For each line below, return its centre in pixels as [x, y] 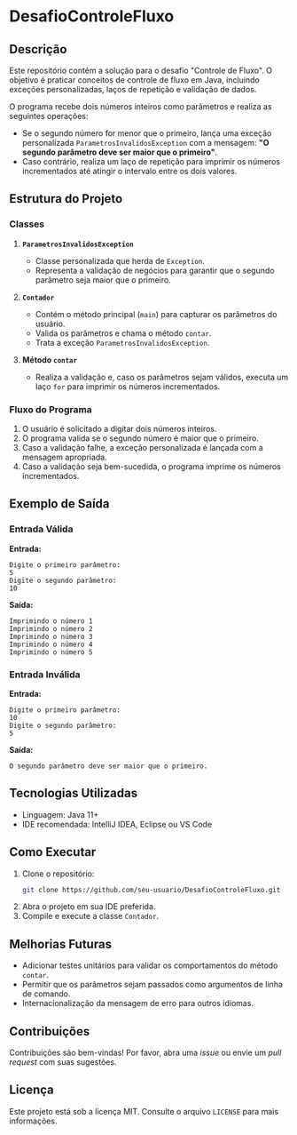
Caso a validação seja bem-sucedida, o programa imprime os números [152, 466]
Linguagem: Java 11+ [60, 814]
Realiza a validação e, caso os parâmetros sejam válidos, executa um [162, 377]
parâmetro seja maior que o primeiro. [103, 280]
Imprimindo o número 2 [51, 628]
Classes [27, 224]
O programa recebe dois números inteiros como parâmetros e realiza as [141, 107]
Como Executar [53, 852]
